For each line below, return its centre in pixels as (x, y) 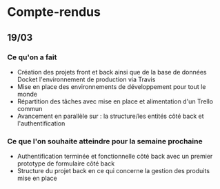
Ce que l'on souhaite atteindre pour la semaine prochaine (105, 141)
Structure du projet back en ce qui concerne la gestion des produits (113, 171)
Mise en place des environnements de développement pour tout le (111, 86)
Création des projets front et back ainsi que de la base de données (112, 72)
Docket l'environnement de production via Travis (86, 79)
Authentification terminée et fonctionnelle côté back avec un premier (115, 157)
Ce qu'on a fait (32, 57)
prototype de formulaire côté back (66, 163)
